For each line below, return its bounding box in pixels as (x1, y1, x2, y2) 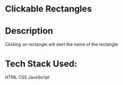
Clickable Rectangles (5, 3, 92, 14)
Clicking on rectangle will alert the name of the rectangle (5, 42, 118, 47)
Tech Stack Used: (5, 58, 77, 70)
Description (5, 26, 53, 37)
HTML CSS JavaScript (5, 74, 50, 80)
